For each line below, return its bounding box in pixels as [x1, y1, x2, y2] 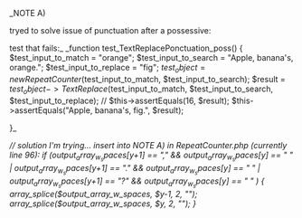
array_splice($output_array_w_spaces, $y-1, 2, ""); [9, 188, 198, 199]
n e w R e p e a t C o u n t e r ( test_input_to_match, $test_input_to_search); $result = [9, 73, 287, 84]
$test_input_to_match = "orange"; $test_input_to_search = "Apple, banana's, [9, 52, 294, 62]
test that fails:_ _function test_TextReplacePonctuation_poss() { [9, 43, 243, 53]
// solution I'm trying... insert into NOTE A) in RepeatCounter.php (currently [9, 139, 288, 150]
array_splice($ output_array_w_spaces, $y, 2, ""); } [9, 198, 197, 209]
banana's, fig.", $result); [94, 104, 184, 116]
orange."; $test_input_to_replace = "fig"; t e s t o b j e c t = [9, 62, 206, 75]
